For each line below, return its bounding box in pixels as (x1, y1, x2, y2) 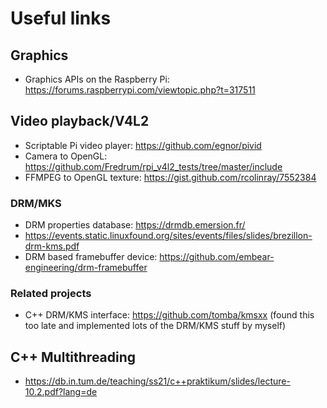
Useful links (10, 7, 112, 30)
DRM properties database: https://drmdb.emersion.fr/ (24, 219, 246, 231)
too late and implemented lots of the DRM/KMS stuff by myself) (24, 320, 287, 332)
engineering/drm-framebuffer (24, 262, 148, 274)
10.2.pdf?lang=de (24, 386, 98, 398)
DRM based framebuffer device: (24, 251, 158, 263)
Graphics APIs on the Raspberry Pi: (24, 73, 170, 85)
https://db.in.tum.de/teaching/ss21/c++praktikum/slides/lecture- (24, 375, 291, 387)
